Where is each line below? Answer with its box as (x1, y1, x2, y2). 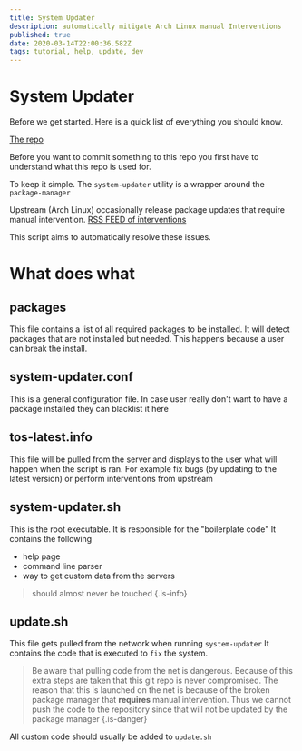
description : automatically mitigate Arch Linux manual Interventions (9, 22, 282, 31)
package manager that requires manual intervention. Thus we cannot (31, 695, 292, 706)
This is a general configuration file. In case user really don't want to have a (9, 393, 288, 405)
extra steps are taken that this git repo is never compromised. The (31, 675, 278, 686)
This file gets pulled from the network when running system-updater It (9, 638, 269, 649)
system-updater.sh (9, 499, 121, 515)
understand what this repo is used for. (9, 161, 151, 173)
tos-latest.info (9, 429, 93, 446)
